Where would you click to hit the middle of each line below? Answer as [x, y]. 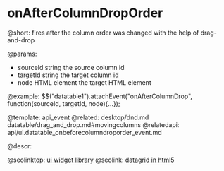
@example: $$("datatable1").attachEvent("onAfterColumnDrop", [100, 96]
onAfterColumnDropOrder [85, 13]
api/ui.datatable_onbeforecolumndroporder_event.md [85, 132]
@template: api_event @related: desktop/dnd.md [78, 117]
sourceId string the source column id [71, 67]
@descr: [19, 146]
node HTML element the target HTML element [84, 82]
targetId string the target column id [68, 75]
